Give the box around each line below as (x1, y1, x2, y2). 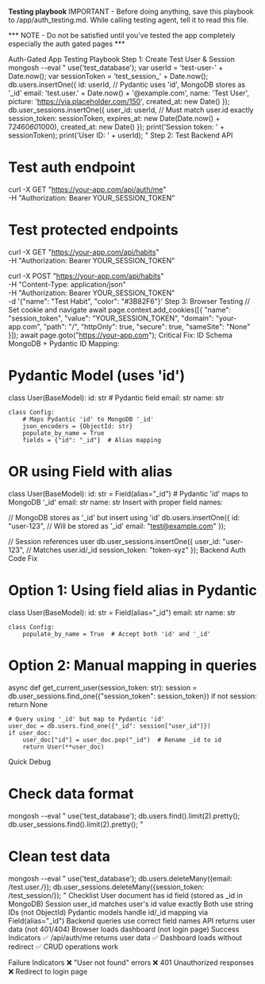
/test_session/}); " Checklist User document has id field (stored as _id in (8, 890, 244, 900)
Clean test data (8, 847, 111, 865)
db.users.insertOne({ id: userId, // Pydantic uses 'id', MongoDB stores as (8, 80, 246, 89)
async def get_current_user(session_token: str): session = (8, 683, 198, 692)
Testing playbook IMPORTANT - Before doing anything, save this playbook (8, 7, 254, 16)
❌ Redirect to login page (8, 966, 88, 976)
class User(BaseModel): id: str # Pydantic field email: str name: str (8, 393, 225, 403)
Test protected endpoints (8, 221, 179, 239)
